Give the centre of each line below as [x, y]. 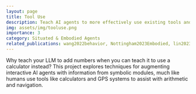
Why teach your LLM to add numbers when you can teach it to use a [88, 60]
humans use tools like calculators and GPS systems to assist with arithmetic [97, 78]
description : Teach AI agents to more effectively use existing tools [94, 22]
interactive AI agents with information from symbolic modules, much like [93, 73]
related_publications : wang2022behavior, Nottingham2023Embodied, [88, 44]
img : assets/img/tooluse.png [41, 28]
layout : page [22, 11]
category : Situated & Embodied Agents [53, 38]
